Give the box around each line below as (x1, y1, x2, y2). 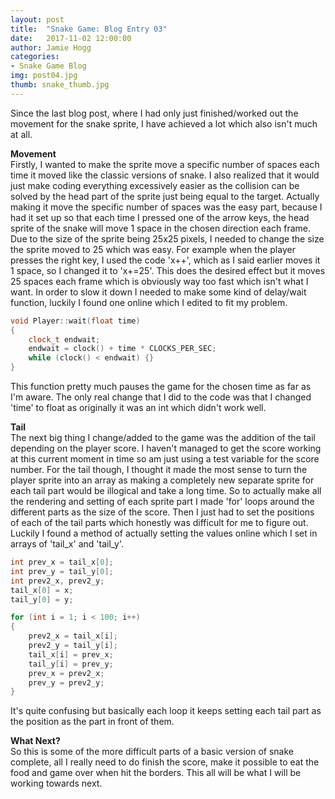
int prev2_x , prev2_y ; (10, 576, 105, 586)
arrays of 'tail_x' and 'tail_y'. (10, 538, 124, 550)
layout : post (10, 14, 65, 25)
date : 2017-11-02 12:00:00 (10, 33, 132, 43)
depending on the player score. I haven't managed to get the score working (10, 442, 322, 454)
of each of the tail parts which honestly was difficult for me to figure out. (10, 517, 309, 528)
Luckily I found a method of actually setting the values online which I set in (10, 527, 318, 539)
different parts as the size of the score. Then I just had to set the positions (10, 506, 315, 518)
